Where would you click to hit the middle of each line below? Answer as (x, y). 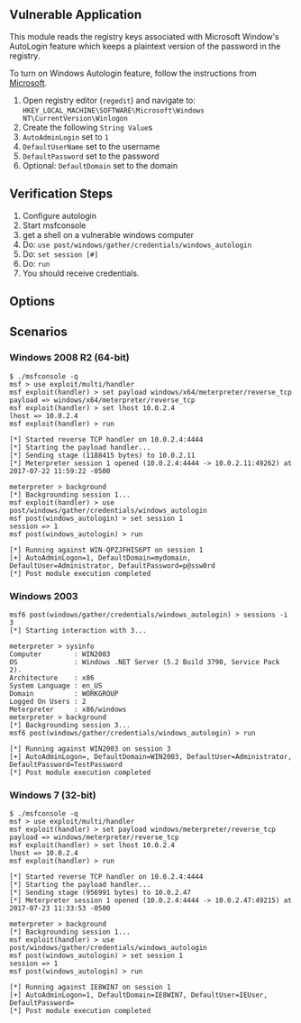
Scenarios (38, 332)
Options (32, 301)
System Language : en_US (56, 686)
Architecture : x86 (52, 678)
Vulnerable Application (76, 15)
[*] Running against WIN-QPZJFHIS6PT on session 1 (106, 550)
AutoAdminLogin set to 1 (65, 137)
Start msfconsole (54, 225)
